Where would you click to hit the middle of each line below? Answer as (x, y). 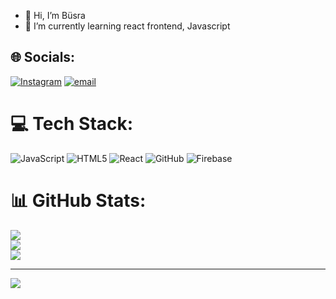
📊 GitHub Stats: (78, 200)
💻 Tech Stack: (72, 124)
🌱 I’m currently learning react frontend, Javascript (127, 26)
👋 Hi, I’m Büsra (55, 15)
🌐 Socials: (43, 57)
